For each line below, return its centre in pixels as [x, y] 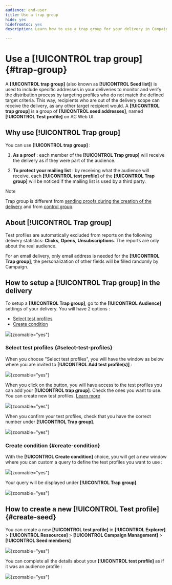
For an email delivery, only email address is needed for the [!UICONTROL [82, 256]
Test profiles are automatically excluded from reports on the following [79, 235]
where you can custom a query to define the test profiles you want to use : [84, 462]
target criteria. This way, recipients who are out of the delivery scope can [82, 100]
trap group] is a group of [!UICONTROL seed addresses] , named [74, 111]
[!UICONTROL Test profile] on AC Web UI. [50, 117]
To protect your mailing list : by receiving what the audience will [81, 170]
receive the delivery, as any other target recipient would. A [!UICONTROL [82, 106]
